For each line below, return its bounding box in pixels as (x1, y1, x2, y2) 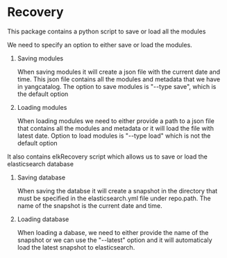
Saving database (17, 173, 66, 182)
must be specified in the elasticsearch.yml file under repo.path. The (17, 194, 211, 202)
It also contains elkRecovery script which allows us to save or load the (7, 152, 208, 161)
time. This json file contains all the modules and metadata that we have (17, 74, 221, 83)
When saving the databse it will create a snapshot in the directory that (17, 186, 218, 195)
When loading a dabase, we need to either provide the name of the (17, 228, 209, 236)
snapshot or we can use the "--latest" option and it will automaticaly (17, 236, 213, 244)
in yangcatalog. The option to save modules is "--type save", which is (17, 82, 217, 90)
